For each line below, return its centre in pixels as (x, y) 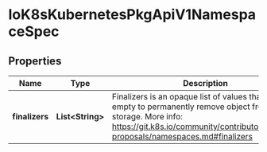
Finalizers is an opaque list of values (180, 97)
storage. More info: (147, 117)
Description (205, 83)
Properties (35, 61)
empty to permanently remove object (181, 107)
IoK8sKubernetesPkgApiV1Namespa (132, 15)
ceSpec (34, 31)
